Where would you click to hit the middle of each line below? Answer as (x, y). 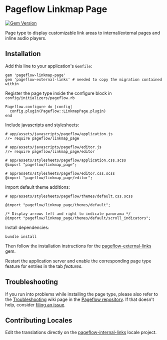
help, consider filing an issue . (35, 304)
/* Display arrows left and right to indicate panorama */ (68, 214)
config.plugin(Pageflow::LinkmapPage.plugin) (58, 111)
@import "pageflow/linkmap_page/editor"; (49, 178)
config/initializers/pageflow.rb (40, 98)
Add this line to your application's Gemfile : (49, 66)
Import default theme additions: (37, 187)
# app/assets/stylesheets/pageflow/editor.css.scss (60, 173)
